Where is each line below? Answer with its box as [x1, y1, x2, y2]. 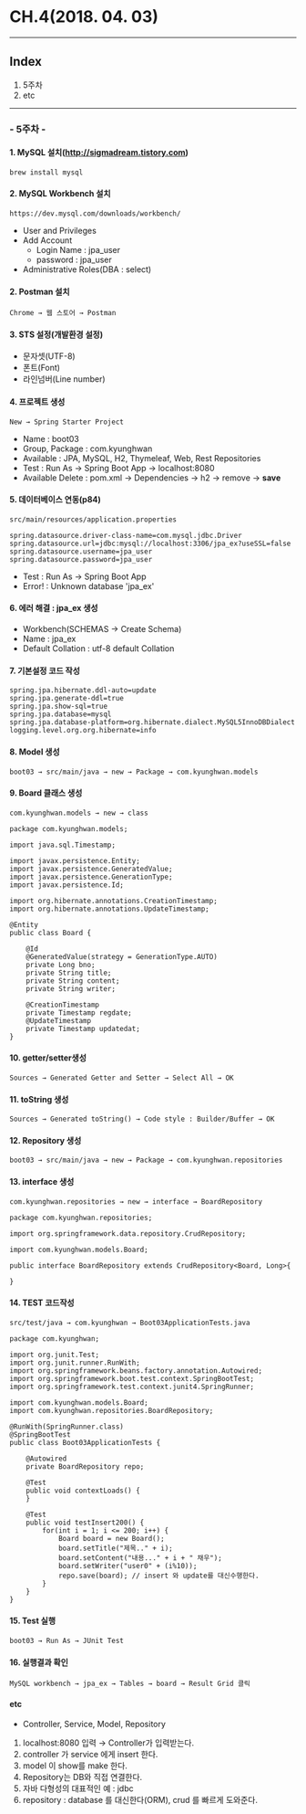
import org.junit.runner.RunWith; [9, 1358, 141, 1367]
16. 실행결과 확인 [9, 1656, 68, 1668]
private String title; [25, 968, 112, 977]
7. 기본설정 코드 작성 [9, 665, 80, 676]
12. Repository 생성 [9, 1134, 82, 1145]
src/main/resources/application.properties [9, 514, 178, 524]
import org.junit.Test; [9, 1350, 100, 1359]
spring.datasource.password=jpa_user [9, 554, 153, 564]
